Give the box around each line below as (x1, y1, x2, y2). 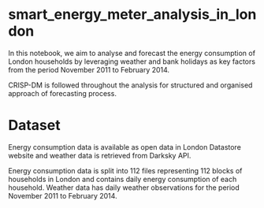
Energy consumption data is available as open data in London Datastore (8, 142, 242, 151)
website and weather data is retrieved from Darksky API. (8, 150, 191, 160)
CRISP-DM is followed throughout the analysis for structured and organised (8, 80, 253, 90)
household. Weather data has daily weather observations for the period (8, 183, 240, 192)
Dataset (8, 117, 61, 135)
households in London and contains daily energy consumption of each (8, 174, 237, 184)
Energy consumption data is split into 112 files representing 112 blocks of (8, 165, 243, 175)
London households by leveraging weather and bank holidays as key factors (8, 57, 256, 66)
